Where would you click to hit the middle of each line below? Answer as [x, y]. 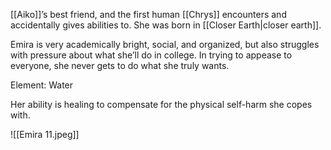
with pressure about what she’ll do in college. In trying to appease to [151, 55]
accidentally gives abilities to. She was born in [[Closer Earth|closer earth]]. [166, 25]
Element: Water [42, 85]
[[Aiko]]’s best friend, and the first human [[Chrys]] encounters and [148, 14]
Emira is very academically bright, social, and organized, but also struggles [165, 44]
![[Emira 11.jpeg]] [45, 134]
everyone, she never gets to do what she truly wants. [120, 65]
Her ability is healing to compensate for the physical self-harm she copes [161, 104]
